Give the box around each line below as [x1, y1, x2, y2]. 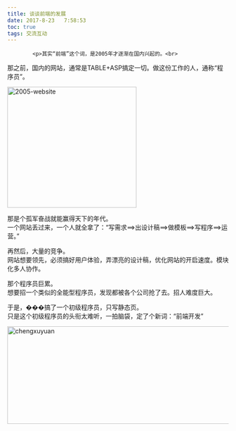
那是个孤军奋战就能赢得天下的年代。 [7, 214, 112, 223]
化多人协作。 [7, 264, 44, 273]
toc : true [7, 23, 37, 30]
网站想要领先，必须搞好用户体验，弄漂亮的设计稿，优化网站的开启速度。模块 [7, 256, 229, 264]
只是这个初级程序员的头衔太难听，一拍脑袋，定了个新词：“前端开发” [7, 312, 204, 321]
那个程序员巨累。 [7, 279, 57, 288]
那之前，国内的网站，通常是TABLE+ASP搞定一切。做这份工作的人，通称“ [7, 64, 218, 72]
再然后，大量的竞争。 [7, 247, 69, 255]
